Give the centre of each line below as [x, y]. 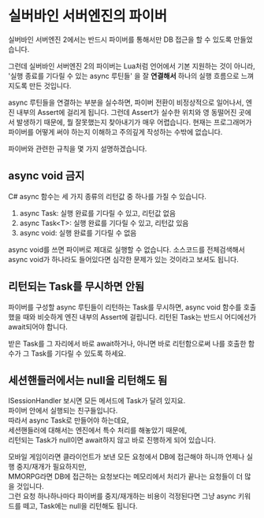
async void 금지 [46, 176]
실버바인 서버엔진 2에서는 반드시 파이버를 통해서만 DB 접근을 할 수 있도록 [120, 39]
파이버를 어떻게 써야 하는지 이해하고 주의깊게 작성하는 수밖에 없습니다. [115, 131]
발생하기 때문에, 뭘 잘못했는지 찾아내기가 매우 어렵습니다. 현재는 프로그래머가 [134, 122]
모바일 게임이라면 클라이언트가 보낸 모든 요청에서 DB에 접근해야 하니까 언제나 [126, 457]
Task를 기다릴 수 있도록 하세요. [78, 353]
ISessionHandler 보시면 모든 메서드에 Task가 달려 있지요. [97, 401]
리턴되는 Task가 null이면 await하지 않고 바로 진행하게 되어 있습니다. [112, 440]
